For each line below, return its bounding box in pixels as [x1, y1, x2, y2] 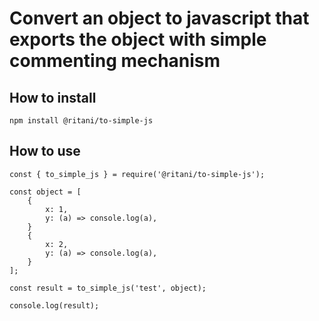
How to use [9, 143, 81, 160]
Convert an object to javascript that [9, 7, 310, 30]
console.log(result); [9, 300, 100, 311]
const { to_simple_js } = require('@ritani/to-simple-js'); [9, 169, 266, 179]
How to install [9, 89, 97, 106]
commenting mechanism [9, 50, 221, 72]
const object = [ [9, 187, 82, 197]
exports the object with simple [9, 28, 267, 51]
